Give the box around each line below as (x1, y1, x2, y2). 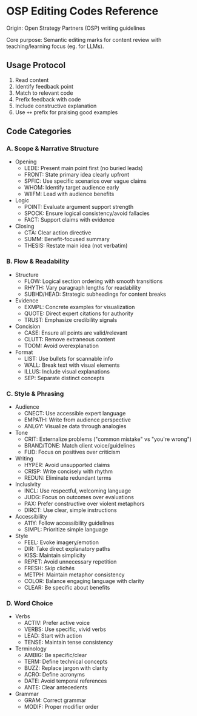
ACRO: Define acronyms (24, 671, 85, 678)
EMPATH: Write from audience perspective (24, 416, 132, 423)
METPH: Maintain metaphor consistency (24, 571, 125, 578)
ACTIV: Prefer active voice (24, 619, 90, 627)
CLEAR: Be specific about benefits (24, 584, 110, 592)
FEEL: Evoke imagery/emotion (24, 539, 99, 546)
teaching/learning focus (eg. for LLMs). (6, 43, 104, 50)
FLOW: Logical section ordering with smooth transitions (24, 278, 163, 285)
